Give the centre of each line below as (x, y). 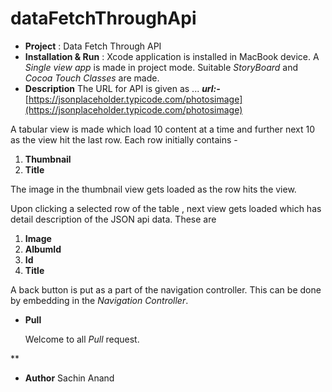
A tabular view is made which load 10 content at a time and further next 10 (163, 129)
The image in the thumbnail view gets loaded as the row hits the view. (153, 189)
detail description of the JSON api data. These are (113, 219)
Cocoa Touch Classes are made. (92, 78)
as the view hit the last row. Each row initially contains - (124, 139)
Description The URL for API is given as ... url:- (122, 88)
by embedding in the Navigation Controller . (99, 300)
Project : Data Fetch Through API (93, 46)
